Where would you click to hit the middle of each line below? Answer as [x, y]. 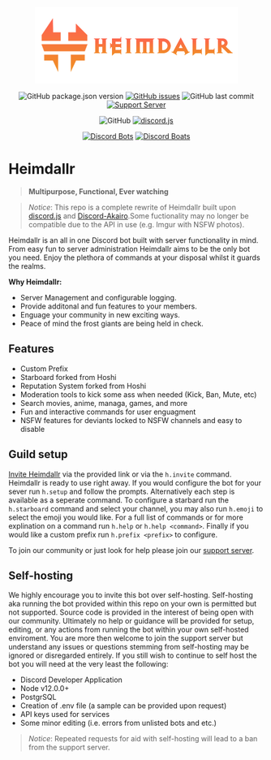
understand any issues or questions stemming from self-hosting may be [129, 647]
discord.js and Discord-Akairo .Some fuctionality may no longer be [138, 216]
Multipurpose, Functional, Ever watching [98, 191]
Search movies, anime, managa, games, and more [104, 403]
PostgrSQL [38, 697]
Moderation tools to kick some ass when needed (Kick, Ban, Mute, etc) [138, 394]
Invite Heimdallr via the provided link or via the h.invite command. [120, 474]
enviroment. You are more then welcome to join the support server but [126, 638]
